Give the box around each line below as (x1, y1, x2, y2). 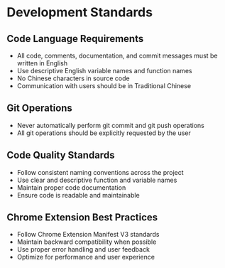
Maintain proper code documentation (16, 183, 126, 192)
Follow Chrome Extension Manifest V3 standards (16, 230, 160, 239)
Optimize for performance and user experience (16, 253, 155, 262)
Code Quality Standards (6, 149, 115, 161)
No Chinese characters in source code (16, 74, 130, 82)
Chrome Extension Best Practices (6, 211, 158, 224)
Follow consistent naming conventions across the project (16, 168, 184, 176)
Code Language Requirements (6, 33, 144, 45)
